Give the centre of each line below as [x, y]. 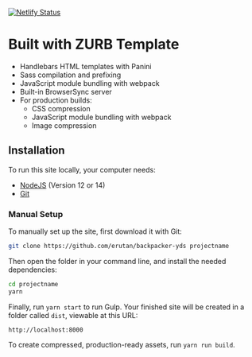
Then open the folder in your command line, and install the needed [117, 261]
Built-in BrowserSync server [66, 91]
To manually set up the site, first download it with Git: [95, 231]
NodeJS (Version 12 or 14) [62, 185]
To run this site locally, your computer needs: [82, 169]
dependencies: [33, 270]
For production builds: [56, 100]
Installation [37, 151]
